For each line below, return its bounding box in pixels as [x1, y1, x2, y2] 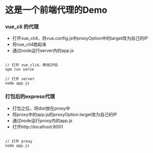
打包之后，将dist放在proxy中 [12, 105, 70, 111]
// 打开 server [5, 77, 35, 82]
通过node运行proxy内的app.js [12, 118, 73, 123]
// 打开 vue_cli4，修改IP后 [5, 62, 58, 68]
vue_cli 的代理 [5, 23, 39, 30]
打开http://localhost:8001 [12, 123, 63, 129]
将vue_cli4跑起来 [12, 41, 47, 47]
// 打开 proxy [5, 139, 33, 144]
